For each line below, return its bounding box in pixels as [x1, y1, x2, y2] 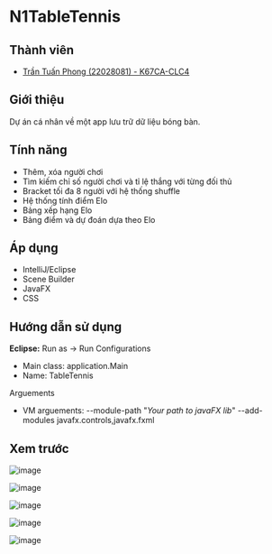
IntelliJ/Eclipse [22, 264, 77, 275]
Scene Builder [22, 273, 75, 285]
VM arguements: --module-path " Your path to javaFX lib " [22, 405, 236, 416]
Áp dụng [9, 241, 59, 256]
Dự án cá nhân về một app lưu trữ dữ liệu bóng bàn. [9, 115, 201, 127]
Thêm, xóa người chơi [22, 166, 104, 177]
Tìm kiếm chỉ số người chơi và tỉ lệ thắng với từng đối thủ [22, 176, 232, 187]
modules [22, 415, 56, 426]
